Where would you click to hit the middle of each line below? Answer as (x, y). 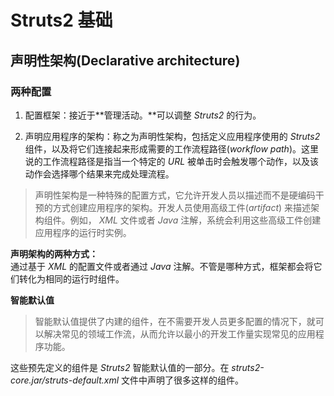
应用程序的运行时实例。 (83, 232)
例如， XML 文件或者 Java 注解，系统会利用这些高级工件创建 (195, 220)
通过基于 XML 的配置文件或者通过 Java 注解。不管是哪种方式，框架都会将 (162, 266)
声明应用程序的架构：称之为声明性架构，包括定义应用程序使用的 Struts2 (172, 136)
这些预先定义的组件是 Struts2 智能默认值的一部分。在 (120, 367)
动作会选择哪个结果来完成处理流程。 (99, 173)
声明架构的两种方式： (54, 253)
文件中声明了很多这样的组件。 (182, 380)
